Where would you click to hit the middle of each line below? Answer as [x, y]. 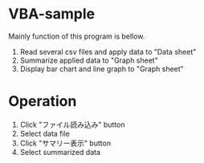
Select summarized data [60, 152]
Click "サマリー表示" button [65, 143]
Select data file [45, 133]
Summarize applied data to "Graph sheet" [89, 60]
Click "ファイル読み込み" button [72, 124]
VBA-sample [51, 14]
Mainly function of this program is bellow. [77, 36]
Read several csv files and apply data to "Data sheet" [108, 51]
